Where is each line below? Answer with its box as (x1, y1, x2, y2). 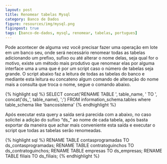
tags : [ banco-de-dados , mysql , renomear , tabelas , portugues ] (5, 30, 137, 35)
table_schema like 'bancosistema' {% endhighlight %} (5, 102, 116, 107)
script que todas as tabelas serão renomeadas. (5, 127, 102, 133)
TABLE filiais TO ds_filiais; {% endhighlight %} (5, 153, 100, 159)
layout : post (5, 7, 32, 12)
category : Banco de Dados (5, 16, 59, 21)
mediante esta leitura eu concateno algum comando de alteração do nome (5, 76, 159, 82)
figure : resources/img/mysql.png (5, 21, 75, 26)
